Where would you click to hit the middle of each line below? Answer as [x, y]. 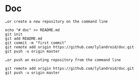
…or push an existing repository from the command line [63, 60]
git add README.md [24, 39]
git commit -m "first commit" [36, 43]
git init [14, 34]
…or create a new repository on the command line [57, 21]
